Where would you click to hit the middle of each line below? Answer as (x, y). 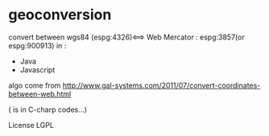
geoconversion (60, 15)
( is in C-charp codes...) (48, 109)
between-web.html (40, 93)
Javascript (37, 69)
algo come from (35, 85)
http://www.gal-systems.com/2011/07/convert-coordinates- (161, 85)
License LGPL (31, 125)
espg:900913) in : (37, 45)
